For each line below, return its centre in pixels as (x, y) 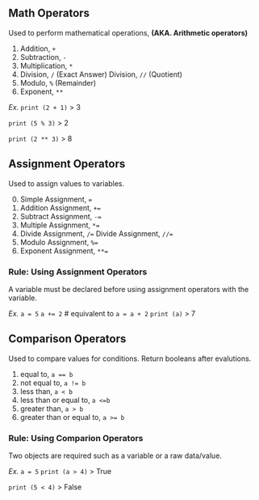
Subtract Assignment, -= (61, 216)
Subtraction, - (43, 57)
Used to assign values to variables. (67, 183)
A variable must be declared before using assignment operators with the (129, 289)
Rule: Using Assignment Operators (78, 272)
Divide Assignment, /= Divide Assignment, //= (96, 233)
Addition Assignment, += (60, 208)
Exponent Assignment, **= (64, 251)
